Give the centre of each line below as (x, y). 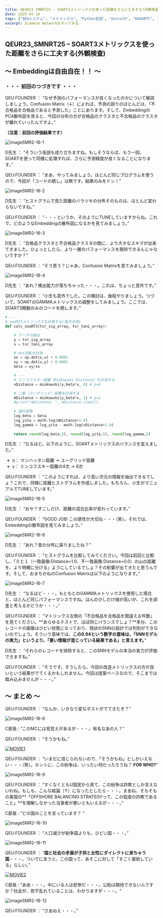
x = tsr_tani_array (33, 344)
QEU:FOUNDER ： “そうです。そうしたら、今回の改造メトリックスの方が (78, 667)
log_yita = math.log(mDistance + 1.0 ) (51, 420)
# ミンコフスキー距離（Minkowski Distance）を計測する (65, 380)
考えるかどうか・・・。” (37, 606)
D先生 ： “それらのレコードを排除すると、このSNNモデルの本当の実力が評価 (81, 650)
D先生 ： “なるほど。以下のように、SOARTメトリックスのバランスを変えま (79, 444)
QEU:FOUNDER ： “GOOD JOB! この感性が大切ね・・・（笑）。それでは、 (77, 519)
